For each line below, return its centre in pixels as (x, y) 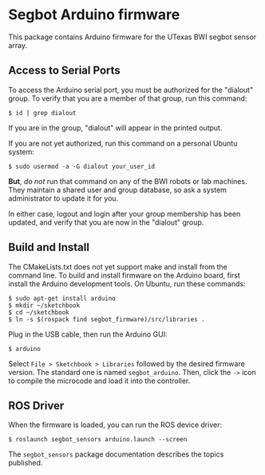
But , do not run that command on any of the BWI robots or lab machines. (128, 181)
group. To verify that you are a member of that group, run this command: (128, 98)
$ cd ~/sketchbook (39, 312)
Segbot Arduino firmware (94, 15)
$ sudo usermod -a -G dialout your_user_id (82, 166)
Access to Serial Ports (65, 71)
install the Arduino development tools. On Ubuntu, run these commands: (127, 283)
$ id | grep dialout (43, 113)
